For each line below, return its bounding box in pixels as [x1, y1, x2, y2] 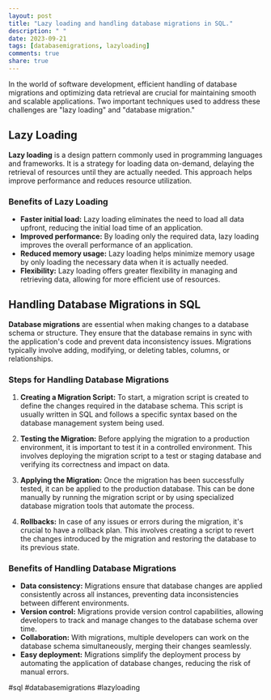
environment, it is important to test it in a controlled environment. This [19, 443, 252, 452]
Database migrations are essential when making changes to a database [8, 319, 249, 329]
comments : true [8, 49, 60, 57]
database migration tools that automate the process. [19, 501, 195, 511]
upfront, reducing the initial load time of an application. [19, 223, 204, 232]
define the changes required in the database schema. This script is [19, 401, 243, 411]
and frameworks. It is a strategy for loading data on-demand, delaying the [8, 159, 255, 168]
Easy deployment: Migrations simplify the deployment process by [19, 650, 241, 660]
